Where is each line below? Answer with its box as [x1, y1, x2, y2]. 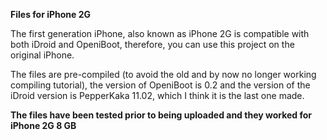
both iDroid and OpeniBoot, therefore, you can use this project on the [10, 39, 295, 50]
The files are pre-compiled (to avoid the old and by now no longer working [10, 69, 317, 80]
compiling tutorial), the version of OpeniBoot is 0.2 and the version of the [10, 79, 311, 91]
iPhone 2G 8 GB [10, 120, 77, 131]
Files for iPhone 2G [10, 9, 92, 20]
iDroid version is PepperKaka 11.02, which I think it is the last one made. [10, 90, 305, 101]
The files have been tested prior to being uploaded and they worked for [10, 109, 313, 121]
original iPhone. [10, 49, 75, 61]
